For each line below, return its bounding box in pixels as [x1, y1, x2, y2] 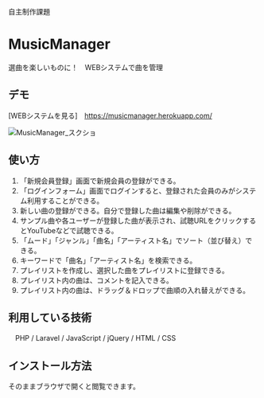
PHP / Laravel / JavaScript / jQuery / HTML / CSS [14, 334, 177, 343]
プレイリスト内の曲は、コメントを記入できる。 [19, 275, 173, 285]
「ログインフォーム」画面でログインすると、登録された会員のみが [19, 185, 236, 195]
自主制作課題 [8, 7, 50, 16]
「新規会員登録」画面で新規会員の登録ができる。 [19, 176, 181, 185]
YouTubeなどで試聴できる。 [26, 225, 118, 235]
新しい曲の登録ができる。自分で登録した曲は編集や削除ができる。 [19, 205, 236, 215]
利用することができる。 [26, 196, 104, 205]
